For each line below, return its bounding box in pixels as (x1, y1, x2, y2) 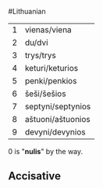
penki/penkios (24, 76, 77, 86)
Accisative (8, 169, 61, 183)
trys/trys (24, 50, 57, 61)
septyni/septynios (24, 101, 91, 112)
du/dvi (24, 37, 48, 48)
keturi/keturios (24, 63, 79, 73)
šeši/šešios (24, 88, 66, 99)
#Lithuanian (8, 7, 46, 16)
